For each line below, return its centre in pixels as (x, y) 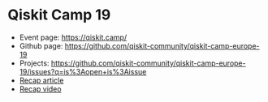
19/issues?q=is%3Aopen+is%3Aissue (83, 71)
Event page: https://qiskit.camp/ (73, 37)
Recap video (40, 89)
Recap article (41, 80)
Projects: (34, 63)
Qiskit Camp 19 (59, 15)
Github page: (41, 45)
